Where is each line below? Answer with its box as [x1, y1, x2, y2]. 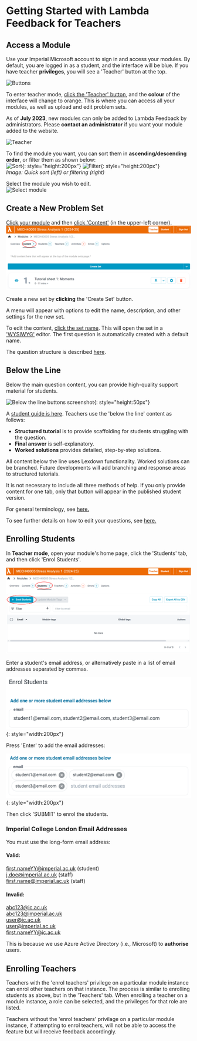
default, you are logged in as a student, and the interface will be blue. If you [6, 62, 189, 69]
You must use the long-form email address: [6, 838, 111, 845]
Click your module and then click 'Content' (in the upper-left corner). [6, 219, 172, 226]
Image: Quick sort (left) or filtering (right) [6, 169, 105, 176]
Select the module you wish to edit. [6, 180, 91, 187]
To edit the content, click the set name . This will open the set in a [6, 324, 163, 332]
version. [6, 494, 26, 501]
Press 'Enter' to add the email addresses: [6, 742, 106, 749]
